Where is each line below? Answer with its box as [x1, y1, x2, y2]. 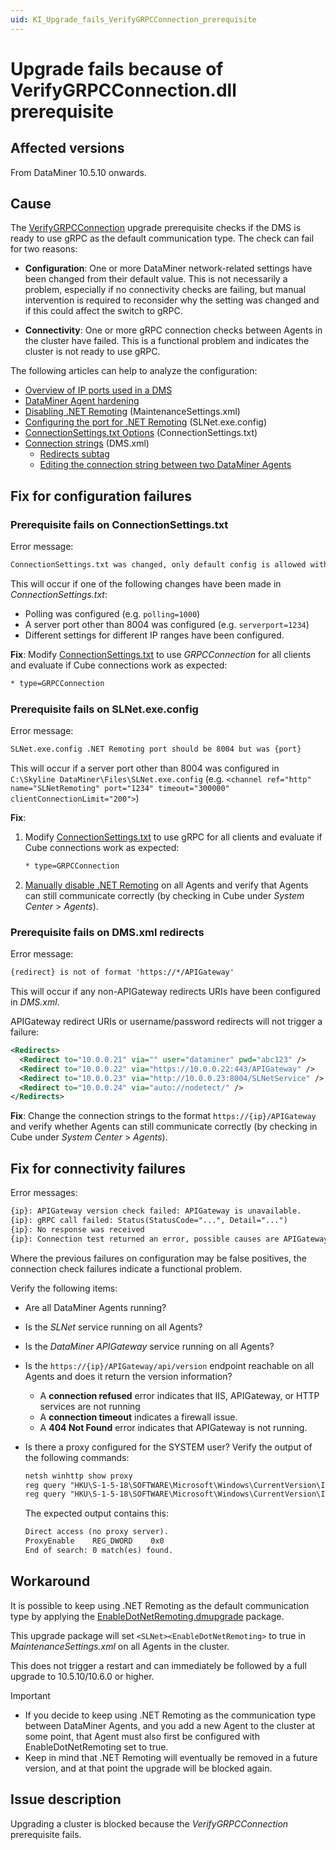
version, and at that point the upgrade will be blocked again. [24, 1762, 273, 1774]
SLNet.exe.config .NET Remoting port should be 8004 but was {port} [10, 744, 302, 755]
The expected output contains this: [24, 1507, 170, 1520]
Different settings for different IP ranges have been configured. [24, 629, 285, 641]
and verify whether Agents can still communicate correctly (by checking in [10, 1121, 318, 1133]
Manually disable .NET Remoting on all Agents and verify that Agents [24, 879, 309, 891]
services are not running [39, 1400, 141, 1412]
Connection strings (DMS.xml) [24, 437, 150, 450]
